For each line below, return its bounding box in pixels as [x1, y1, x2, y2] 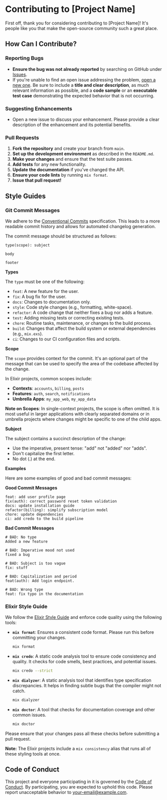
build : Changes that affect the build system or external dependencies [12, 325, 156, 331]
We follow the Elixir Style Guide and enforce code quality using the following [5, 614, 162, 620]
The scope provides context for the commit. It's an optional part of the [5, 355, 148, 361]
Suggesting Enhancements [5, 105, 72, 112]
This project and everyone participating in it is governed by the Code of [5, 779, 152, 785]
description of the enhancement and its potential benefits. [12, 121, 132, 128]
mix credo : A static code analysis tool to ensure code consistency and [12, 653, 156, 659]
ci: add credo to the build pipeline [5, 516, 84, 521]
